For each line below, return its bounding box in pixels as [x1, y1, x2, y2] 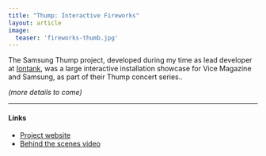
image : [8, 26, 30, 34]
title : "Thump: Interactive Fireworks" [8, 11, 140, 20]
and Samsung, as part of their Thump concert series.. [8, 72, 184, 82]
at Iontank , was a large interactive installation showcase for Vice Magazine [8, 64, 252, 74]
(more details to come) [8, 88, 83, 97]
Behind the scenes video [19, 139, 101, 149]
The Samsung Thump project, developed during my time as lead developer [8, 55, 253, 65]
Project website [19, 131, 71, 140]
